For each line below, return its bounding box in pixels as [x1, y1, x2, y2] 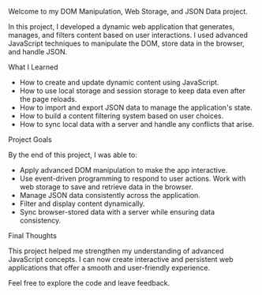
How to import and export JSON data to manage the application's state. [19, 103, 253, 112]
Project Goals [8, 135, 53, 144]
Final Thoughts [8, 231, 57, 240]
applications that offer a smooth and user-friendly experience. [8, 263, 211, 272]
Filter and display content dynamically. [19, 199, 145, 208]
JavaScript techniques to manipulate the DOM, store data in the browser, [8, 39, 245, 48]
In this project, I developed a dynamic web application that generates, [8, 22, 235, 31]
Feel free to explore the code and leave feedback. [8, 278, 170, 287]
